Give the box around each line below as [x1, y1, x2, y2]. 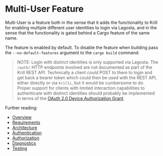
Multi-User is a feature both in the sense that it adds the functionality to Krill [5, 19, 158, 25]
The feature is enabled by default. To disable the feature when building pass [5, 44, 159, 50]
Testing [12, 145, 28, 151]
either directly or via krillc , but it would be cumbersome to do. [17, 79, 145, 86]
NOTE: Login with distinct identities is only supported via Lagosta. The [17, 59, 159, 65]
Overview [12, 114, 32, 120]
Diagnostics [12, 140, 37, 146]
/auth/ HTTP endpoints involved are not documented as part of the [17, 64, 153, 70]
